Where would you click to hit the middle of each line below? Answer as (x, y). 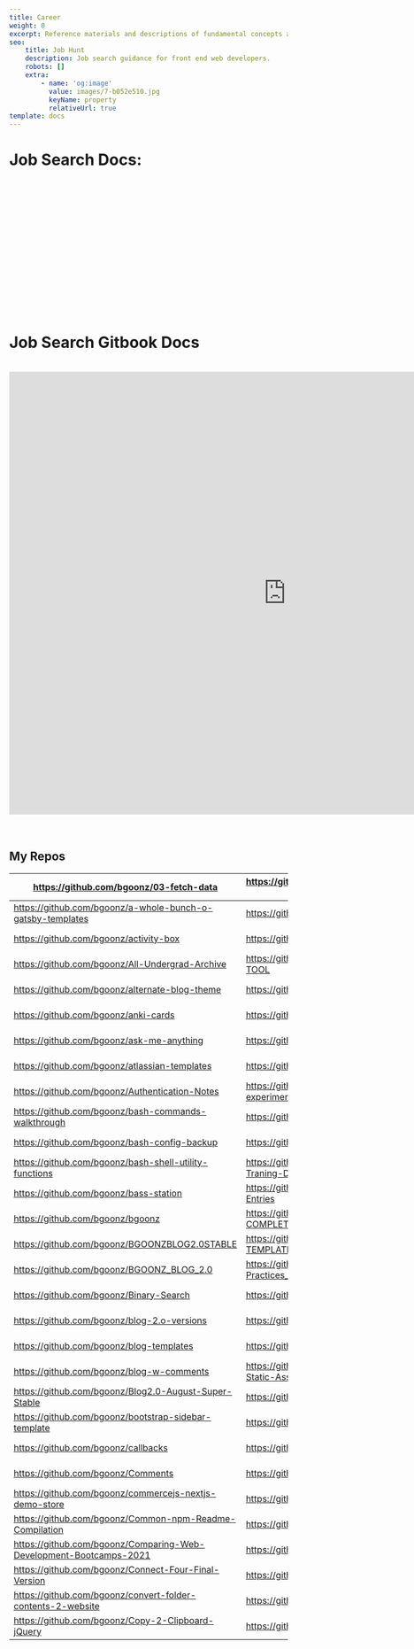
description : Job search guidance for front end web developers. (148, 58)
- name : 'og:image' (77, 83)
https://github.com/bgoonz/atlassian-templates (113, 1065)
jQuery (28, 1631)
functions (33, 1173)
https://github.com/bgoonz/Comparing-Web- (109, 1544)
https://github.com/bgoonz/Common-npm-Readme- (125, 1518)
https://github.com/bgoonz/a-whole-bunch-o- (114, 907)
